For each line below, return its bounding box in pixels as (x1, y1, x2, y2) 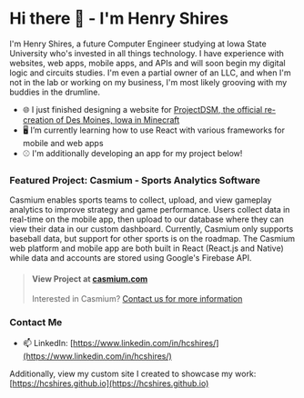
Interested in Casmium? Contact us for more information (31, 294, 243, 304)
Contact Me (9, 316, 63, 329)
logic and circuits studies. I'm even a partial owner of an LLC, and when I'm (9, 67, 291, 78)
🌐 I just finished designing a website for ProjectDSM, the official (22, 104, 263, 114)
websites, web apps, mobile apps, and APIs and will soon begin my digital (9, 57, 286, 68)
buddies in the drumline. (9, 86, 101, 97)
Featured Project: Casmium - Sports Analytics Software (9, 174, 261, 186)
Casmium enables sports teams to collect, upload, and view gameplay (9, 194, 272, 205)
